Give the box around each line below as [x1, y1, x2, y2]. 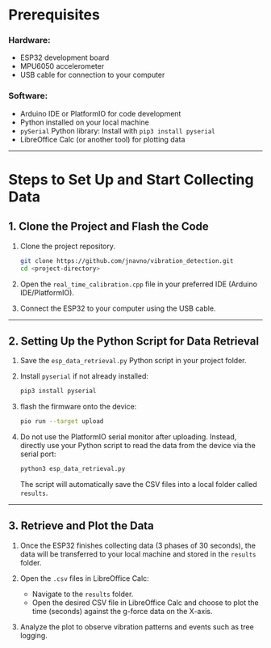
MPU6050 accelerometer [19, 61, 105, 71]
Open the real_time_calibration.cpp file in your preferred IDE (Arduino [19, 279, 258, 289]
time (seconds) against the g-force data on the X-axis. [31, 606, 213, 616]
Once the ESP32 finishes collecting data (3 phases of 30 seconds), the [19, 540, 256, 550]
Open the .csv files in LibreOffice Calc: [19, 573, 149, 583]
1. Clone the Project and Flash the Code [8, 220, 210, 234]
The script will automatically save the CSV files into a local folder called [19, 479, 258, 489]
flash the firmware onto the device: [19, 402, 137, 412]
